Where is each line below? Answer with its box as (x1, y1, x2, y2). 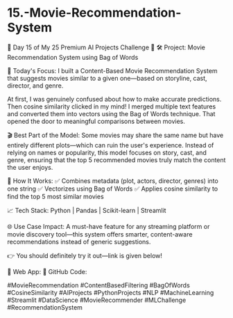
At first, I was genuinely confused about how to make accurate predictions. (7, 95, 222, 103)
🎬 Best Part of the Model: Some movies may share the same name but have (7, 131, 224, 139)
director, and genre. (7, 81, 64, 90)
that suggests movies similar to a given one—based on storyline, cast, (7, 74, 207, 82)
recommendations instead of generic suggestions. (7, 237, 151, 246)
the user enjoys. (7, 163, 53, 171)
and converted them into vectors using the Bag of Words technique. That (7, 109, 216, 118)
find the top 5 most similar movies (7, 192, 104, 200)
